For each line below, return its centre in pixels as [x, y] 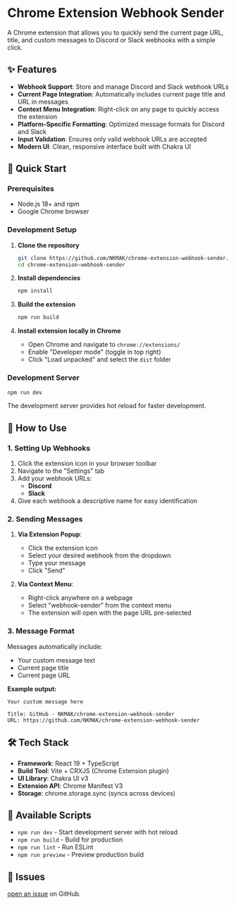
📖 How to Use [37, 428]
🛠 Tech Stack [38, 743]
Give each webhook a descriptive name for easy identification [107, 501]
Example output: [32, 689]
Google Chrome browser [53, 211]
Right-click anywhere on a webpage [80, 598]
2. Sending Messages [45, 519]
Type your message [57, 563]
